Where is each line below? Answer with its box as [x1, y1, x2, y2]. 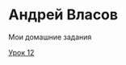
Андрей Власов [8, 6, 119, 24]
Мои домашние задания [8, 32, 92, 42]
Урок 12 [8, 47, 35, 57]
